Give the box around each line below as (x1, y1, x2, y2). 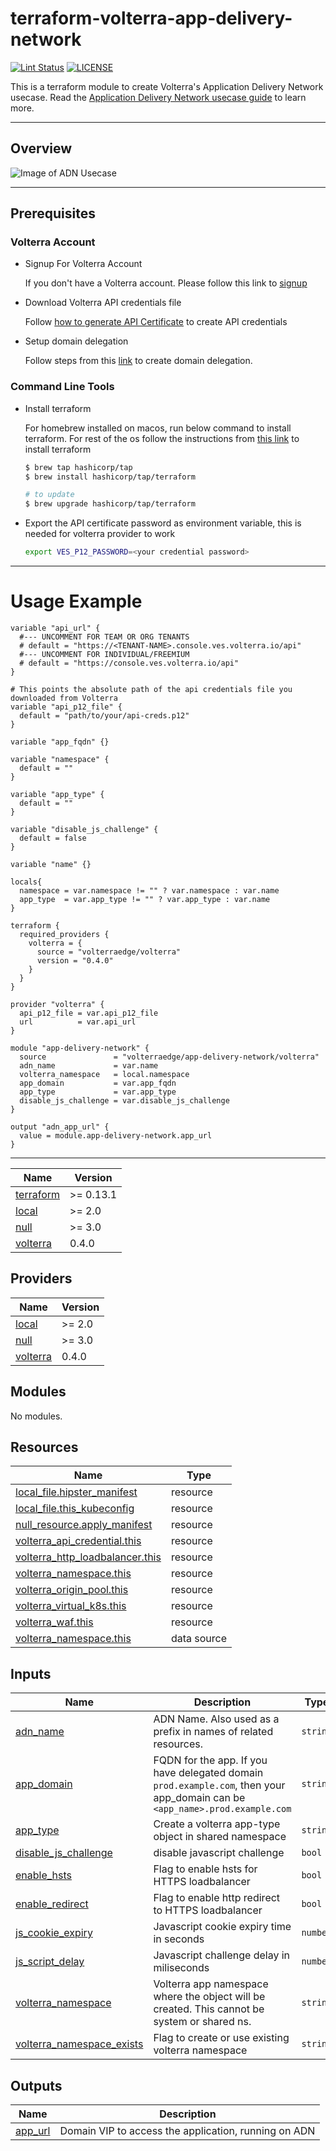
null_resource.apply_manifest (15, 1518, 153, 1532)
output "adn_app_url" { (10, 1122, 110, 1132)
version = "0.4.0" (36, 956, 114, 966)
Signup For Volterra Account (24, 258, 143, 270)
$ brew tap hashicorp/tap (24, 462, 133, 472)
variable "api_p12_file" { (10, 702, 123, 712)
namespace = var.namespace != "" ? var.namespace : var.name (19, 886, 280, 896)
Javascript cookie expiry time (153, 1920, 292, 1934)
